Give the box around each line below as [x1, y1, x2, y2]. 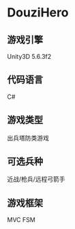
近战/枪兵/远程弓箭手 [7, 175, 66, 183]
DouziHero [7, 5, 69, 21]
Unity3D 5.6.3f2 [7, 53, 52, 60]
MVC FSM [7, 216, 35, 224]
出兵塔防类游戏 [7, 134, 49, 142]
